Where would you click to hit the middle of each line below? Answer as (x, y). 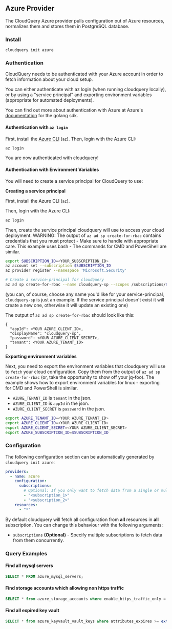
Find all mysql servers (29, 566)
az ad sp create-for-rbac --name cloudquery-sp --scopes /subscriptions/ (86, 285)
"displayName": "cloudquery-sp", (46, 333)
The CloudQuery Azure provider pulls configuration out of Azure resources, (85, 20)
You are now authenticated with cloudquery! (52, 158)
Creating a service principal (35, 191)
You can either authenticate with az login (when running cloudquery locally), (86, 90)
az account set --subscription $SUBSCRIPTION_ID (58, 266)
